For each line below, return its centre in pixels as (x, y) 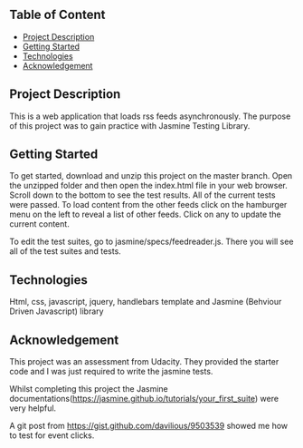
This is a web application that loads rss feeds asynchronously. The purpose (150, 116)
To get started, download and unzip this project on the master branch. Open (151, 176)
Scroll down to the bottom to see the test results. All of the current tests (142, 195)
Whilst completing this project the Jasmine (89, 389)
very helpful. (33, 408)
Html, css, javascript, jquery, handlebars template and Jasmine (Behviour (146, 302)
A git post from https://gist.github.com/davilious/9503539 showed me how (149, 426)
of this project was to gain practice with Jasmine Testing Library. (130, 125)
